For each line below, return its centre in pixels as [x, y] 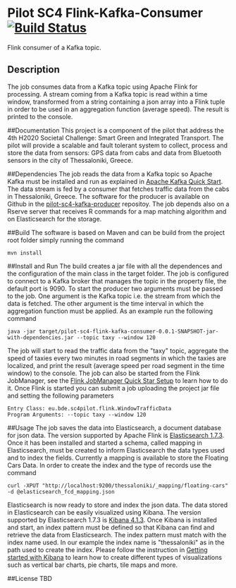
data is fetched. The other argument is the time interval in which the [106, 303]
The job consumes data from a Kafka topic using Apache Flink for [103, 87]
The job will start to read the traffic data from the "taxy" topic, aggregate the [118, 350]
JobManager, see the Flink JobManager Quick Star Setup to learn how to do [118, 380]
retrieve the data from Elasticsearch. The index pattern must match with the [117, 534]
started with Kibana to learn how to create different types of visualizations [115, 557]
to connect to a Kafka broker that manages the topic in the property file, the [117, 281]
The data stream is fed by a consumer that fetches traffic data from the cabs [118, 189]
